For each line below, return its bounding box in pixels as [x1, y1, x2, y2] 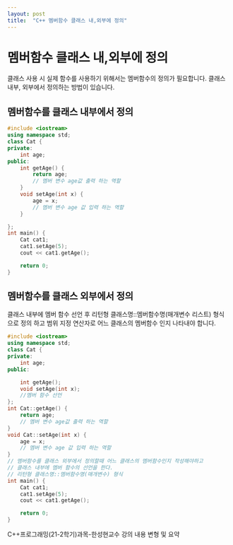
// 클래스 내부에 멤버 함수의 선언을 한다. [7, 464, 114, 471]
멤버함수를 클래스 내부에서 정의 [7, 105, 134, 117]
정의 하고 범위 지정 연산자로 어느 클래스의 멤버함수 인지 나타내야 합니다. [20, 319, 217, 327]
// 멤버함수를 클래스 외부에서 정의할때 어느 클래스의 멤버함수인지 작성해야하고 [7, 457, 203, 465]
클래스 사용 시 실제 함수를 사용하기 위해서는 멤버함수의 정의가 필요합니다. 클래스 [7, 74, 226, 83]
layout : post [7, 10, 46, 18]
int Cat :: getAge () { [7, 405, 68, 412]
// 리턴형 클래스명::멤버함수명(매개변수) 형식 [7, 471, 124, 478]
